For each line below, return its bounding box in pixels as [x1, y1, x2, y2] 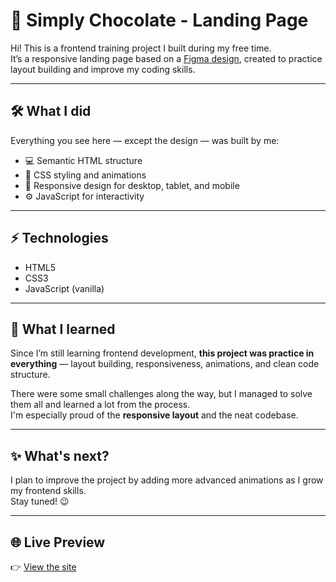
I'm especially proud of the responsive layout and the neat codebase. [10, 409, 299, 421]
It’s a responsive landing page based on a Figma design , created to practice [10, 52, 323, 64]
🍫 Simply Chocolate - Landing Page [10, 9, 309, 32]
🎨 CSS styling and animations [24, 169, 147, 181]
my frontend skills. [10, 485, 87, 497]
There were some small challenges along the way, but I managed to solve [10, 388, 313, 400]
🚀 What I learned [10, 320, 116, 338]
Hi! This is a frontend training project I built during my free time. [10, 42, 272, 54]
